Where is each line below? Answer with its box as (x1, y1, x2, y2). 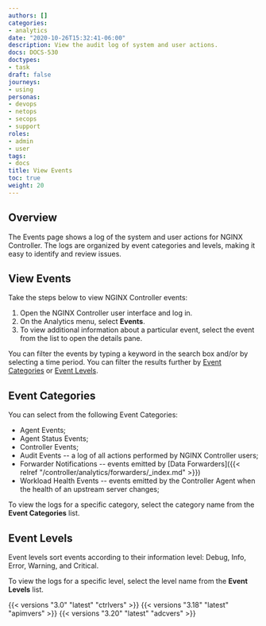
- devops (8, 100, 37, 108)
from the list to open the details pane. (19, 334, 143, 343)
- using (8, 85, 34, 94)
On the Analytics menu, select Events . (19, 317, 145, 327)
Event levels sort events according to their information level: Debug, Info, (8, 553, 246, 562)
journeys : (8, 78, 41, 86)
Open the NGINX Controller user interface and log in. (19, 308, 193, 318)
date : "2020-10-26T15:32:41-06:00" (8, 33, 126, 42)
